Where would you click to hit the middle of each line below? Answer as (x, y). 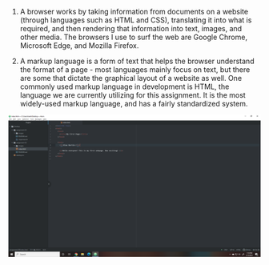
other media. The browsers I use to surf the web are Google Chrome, (134, 37)
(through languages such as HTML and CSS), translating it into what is (136, 20)
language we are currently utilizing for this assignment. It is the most (132, 95)
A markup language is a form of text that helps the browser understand (137, 61)
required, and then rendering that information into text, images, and (131, 28)
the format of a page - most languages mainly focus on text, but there (135, 70)
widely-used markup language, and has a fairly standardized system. (134, 104)
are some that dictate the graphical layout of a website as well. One (131, 78)
